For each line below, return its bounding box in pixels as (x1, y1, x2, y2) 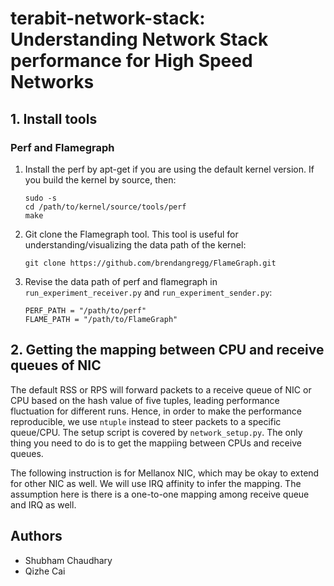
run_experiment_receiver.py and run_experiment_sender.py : (24, 286, 273, 298)
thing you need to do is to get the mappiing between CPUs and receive (10, 437, 302, 449)
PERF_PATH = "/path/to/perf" (24, 305, 147, 316)
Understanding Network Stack (10, 28, 269, 51)
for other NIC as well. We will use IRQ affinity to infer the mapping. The (10, 477, 302, 489)
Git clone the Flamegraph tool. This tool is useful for (24, 228, 239, 240)
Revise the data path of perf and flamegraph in (24, 275, 218, 287)
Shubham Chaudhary (24, 554, 113, 566)
